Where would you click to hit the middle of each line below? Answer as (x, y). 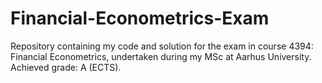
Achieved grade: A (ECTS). (66, 67)
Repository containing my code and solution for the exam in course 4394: (162, 46)
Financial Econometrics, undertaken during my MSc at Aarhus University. (161, 56)
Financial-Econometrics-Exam (140, 18)
